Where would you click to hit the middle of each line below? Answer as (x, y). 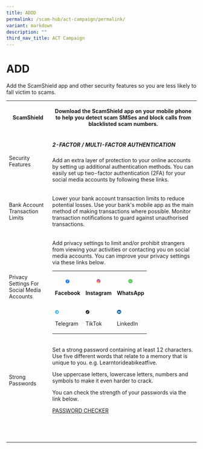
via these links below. (79, 263)
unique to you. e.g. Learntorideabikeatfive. (105, 362)
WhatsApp (131, 293)
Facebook (67, 293)
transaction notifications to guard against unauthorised (120, 218)
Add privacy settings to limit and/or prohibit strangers (119, 243)
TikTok (94, 324)
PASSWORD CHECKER (80, 410)
